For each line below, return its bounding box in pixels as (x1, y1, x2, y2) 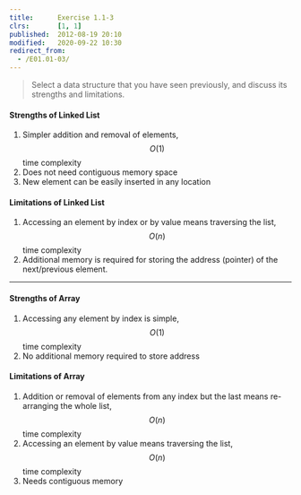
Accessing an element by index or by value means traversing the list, (21, 217, 277, 228)
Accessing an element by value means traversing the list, (21, 438, 233, 448)
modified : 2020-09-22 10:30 (9, 38, 123, 48)
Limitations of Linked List (9, 196, 105, 207)
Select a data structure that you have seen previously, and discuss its (30, 80, 288, 90)
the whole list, (60, 400, 112, 411)
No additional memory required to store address (21, 351, 200, 361)
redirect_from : (9, 47, 66, 56)
